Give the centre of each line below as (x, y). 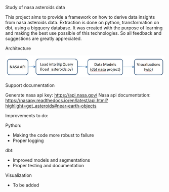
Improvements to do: (27, 115)
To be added (26, 185)
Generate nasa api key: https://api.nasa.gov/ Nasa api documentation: (78, 95)
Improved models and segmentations (51, 160)
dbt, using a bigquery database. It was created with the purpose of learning (84, 28)
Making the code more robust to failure (53, 135)
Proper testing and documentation (48, 165)
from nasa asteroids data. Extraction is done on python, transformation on (82, 22)
